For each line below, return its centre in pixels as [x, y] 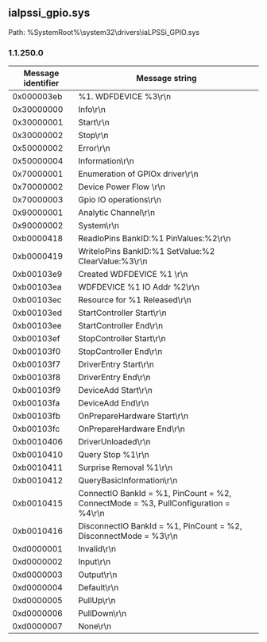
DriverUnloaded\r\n [114, 442]
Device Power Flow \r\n [122, 187]
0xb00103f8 [37, 378]
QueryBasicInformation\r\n [128, 481]
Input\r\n [95, 562]
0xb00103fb [37, 416]
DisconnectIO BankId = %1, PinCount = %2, [160, 526]
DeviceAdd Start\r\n [115, 390]
